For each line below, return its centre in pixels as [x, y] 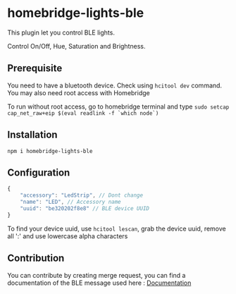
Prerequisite [35, 68]
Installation [32, 135]
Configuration [39, 172]
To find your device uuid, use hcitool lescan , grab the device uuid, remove [117, 228]
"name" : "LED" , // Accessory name [70, 202]
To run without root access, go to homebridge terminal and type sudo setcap [118, 106]
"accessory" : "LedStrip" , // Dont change [81, 195]
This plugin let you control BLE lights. [61, 32]
